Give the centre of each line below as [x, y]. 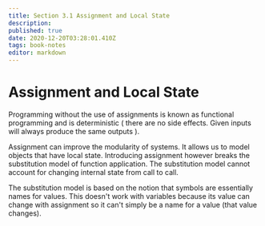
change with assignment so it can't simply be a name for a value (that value [133, 204]
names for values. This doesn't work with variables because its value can [129, 196]
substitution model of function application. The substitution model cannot [129, 164]
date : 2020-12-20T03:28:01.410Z [62, 38]
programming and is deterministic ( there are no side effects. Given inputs [130, 123]
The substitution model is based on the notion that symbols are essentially [131, 188]
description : [30, 23]
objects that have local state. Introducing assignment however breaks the [129, 155]
